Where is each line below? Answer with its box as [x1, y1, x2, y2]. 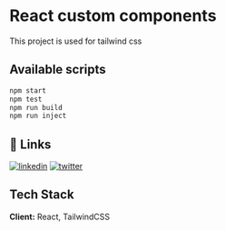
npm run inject [9, 111, 67, 121]
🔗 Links [9, 136, 52, 152]
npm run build [9, 103, 64, 112]
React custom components [9, 5, 217, 26]
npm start [9, 85, 47, 95]
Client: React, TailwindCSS [9, 211, 111, 222]
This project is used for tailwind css [9, 35, 142, 46]
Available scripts [9, 62, 106, 77]
